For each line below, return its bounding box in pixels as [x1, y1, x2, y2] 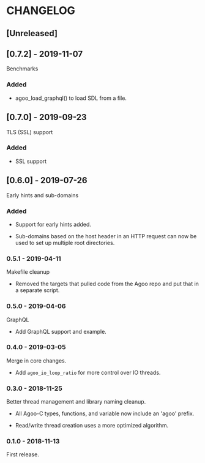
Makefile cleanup [6, 268, 50, 276]
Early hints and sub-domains [6, 191, 79, 199]
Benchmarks [6, 65, 39, 72]
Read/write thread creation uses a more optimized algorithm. [15, 422, 169, 429]
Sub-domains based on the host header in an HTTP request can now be [15, 232, 197, 239]
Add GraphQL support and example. [15, 328, 107, 335]
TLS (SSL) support [6, 128, 53, 135]
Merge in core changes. [6, 356, 67, 364]
